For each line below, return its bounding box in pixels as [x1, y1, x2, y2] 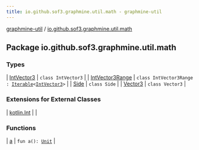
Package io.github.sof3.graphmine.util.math [6, 42, 177, 53]
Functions [6, 124, 36, 132]
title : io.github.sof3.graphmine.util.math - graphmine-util [6, 8, 162, 15]
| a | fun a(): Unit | [6, 137, 56, 144]
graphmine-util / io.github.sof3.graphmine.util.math [6, 25, 132, 32]
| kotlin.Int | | [6, 109, 37, 116]
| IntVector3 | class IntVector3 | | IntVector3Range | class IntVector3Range [6, 74, 194, 81]
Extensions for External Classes [6, 95, 101, 103]
